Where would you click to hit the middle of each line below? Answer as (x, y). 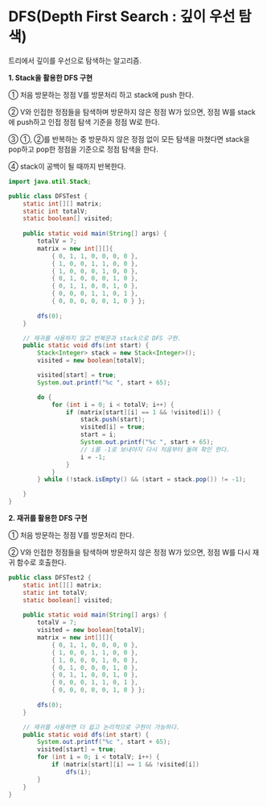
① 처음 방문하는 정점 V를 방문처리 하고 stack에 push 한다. (101, 94)
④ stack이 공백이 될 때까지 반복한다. (67, 166)
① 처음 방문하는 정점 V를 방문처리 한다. (71, 535)
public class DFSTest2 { (50, 578)
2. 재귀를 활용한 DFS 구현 (48, 518)
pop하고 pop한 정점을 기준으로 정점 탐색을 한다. (83, 149)
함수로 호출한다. (41, 563)
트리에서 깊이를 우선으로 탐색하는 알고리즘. (75, 60)
